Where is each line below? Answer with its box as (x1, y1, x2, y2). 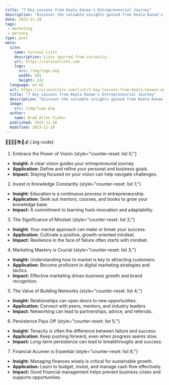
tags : (5, 21, 17, 27)
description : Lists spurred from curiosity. (14, 54, 109, 60)
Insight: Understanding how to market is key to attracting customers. (12, 256, 156, 262)
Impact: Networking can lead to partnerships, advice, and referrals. (12, 308, 153, 314)
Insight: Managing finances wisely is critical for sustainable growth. (12, 358, 153, 364)
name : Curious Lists (14, 49, 57, 54)
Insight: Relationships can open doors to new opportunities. (12, 297, 137, 303)
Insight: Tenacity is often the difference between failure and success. (12, 327, 157, 334)
